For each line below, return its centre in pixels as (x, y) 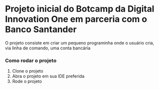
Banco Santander (41, 30)
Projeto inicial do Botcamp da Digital (80, 9)
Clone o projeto (28, 71)
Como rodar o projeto (31, 60)
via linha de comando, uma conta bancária (48, 48)
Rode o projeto (27, 81)
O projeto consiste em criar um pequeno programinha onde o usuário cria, (80, 43)
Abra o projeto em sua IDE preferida (48, 76)
